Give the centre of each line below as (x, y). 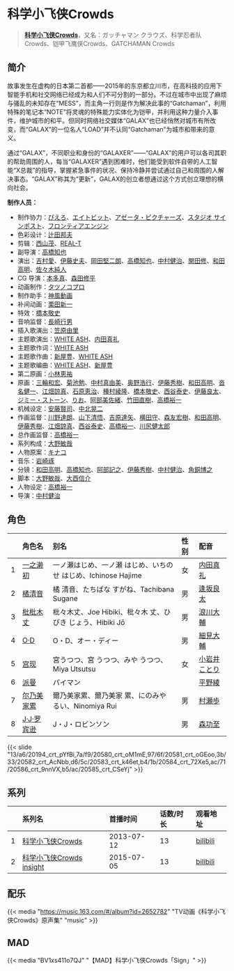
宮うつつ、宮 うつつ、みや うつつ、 (110, 660)
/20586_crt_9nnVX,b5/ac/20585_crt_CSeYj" (70, 769)
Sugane (65, 598)
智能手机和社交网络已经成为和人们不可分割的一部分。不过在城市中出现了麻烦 (117, 94)
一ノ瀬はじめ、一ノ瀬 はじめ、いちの (113, 565)
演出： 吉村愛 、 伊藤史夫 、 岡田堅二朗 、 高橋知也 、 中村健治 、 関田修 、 (115, 260)
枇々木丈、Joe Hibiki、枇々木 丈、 (108, 612)
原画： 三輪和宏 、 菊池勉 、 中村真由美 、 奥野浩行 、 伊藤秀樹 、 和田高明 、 (118, 382)
